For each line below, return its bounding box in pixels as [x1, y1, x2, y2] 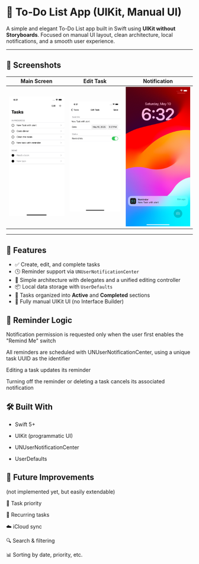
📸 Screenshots [6, 60, 62, 70]
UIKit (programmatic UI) [14, 432, 73, 439]
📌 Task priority [6, 499, 42, 507]
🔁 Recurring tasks [6, 511, 50, 518]
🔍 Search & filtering [6, 537, 55, 544]
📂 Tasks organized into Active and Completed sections [14, 291, 150, 299]
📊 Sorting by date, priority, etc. [6, 551, 83, 558]
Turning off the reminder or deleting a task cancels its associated [6, 378, 165, 385]
